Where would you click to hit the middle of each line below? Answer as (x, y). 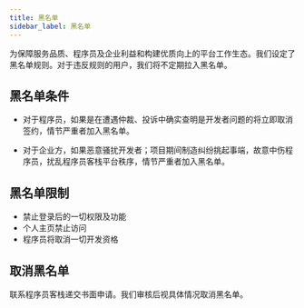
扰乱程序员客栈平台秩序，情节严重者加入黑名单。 (138, 162)
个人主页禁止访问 (54, 228)
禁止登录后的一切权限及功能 (74, 217)
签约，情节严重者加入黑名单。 (78, 131)
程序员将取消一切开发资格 (70, 239)
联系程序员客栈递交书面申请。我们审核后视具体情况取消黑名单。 (128, 294)
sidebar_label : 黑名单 (50, 26)
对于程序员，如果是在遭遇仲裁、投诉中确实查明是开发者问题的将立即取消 (157, 120)
